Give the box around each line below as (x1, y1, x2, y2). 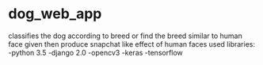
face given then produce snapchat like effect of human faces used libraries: (8, 39, 256, 48)
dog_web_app (8, 5, 102, 23)
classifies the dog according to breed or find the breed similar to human (8, 31, 243, 40)
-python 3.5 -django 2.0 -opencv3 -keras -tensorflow (8, 48, 184, 57)
